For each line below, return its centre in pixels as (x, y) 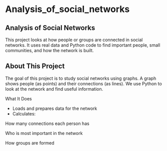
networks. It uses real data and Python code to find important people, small (83, 45)
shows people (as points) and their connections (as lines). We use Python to (84, 83)
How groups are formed (30, 143)
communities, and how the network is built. (49, 50)
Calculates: (24, 113)
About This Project (35, 66)
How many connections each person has (47, 123)
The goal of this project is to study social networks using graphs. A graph (81, 78)
